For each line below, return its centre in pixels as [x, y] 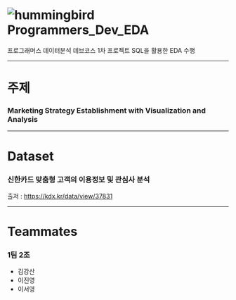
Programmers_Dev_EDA [78, 30]
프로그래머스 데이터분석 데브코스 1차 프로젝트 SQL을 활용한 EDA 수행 [101, 50]
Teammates [42, 232]
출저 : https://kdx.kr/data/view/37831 [60, 196]
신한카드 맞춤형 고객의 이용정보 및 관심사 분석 [79, 180]
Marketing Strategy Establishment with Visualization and [106, 111]
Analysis [23, 120]
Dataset [31, 156]
